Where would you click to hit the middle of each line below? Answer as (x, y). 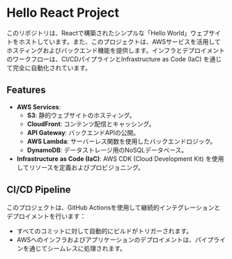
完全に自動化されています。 (52, 68)
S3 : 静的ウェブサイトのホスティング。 (81, 115)
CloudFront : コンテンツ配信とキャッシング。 (91, 124)
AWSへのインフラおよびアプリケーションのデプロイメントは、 (106, 240)
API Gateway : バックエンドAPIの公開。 (83, 132)
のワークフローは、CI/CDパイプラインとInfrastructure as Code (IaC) (104, 59)
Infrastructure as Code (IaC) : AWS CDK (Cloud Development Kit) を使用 (120, 159)
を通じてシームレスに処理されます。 (74, 248)
